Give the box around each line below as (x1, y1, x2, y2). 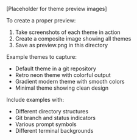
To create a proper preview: (6, 17, 76, 24)
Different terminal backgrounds (15, 127, 94, 134)
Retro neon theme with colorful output (15, 72, 111, 78)
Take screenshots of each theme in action (15, 28, 121, 36)
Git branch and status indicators (15, 115, 96, 121)
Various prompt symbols (15, 121, 77, 128)
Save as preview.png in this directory (15, 42, 108, 48)
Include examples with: (6, 96, 65, 103)
